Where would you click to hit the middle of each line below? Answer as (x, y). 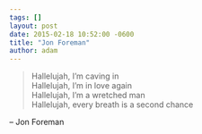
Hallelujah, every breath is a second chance (112, 105)
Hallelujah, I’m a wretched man (88, 96)
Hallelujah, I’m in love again (82, 86)
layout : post (34, 26)
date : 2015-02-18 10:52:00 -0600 (72, 34)
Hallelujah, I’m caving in (75, 76)
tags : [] (26, 17)
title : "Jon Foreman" (50, 42)
